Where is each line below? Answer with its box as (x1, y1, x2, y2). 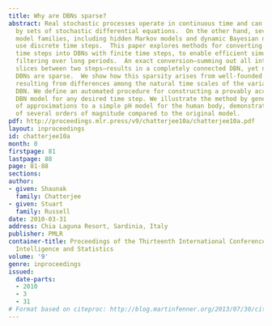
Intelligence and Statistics (15, 245, 114, 253)
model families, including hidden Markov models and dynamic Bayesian (15, 34, 259, 43)
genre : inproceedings (8, 260, 82, 268)
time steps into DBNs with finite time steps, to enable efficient (15, 49, 249, 57)
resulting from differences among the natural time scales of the (15, 79, 244, 87)
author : (8, 177, 35, 186)
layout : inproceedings (8, 125, 85, 133)
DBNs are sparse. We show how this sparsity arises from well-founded (15, 72, 263, 80)
